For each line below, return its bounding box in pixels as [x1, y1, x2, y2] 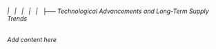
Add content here [7, 36, 57, 44]
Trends [7, 14, 28, 22]
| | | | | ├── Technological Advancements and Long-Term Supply [7, 7, 209, 15]
